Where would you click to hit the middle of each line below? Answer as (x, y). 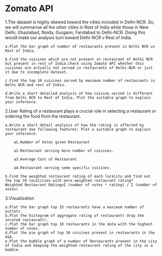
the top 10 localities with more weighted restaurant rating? (69, 180)
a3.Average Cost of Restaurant (45, 159)
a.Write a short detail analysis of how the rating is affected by (75, 125)
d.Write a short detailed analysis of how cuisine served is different (79, 93)
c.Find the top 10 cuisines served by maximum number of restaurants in (80, 80)
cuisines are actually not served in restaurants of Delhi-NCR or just (79, 68)
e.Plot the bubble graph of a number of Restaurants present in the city (81, 241)
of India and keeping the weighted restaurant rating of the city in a (79, 245)
